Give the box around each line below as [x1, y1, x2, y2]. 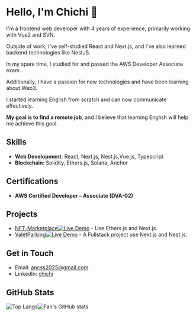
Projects [6, 209, 38, 219]
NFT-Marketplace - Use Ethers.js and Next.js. [14, 225, 158, 232]
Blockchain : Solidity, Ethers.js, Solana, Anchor [14, 159, 128, 166]
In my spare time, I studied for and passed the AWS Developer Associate [6, 60, 184, 67]
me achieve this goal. [6, 120, 58, 127]
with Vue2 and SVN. [6, 31, 56, 38]
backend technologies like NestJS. [6, 49, 91, 56]
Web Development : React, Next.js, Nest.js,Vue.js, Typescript [14, 153, 164, 160]
